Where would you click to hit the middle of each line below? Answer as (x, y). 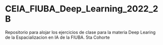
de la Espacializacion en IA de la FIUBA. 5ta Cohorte (57, 37)
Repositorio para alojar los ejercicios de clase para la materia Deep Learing (81, 32)
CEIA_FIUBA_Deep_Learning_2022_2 (82, 9)
